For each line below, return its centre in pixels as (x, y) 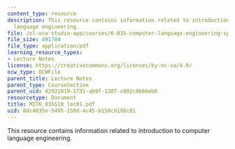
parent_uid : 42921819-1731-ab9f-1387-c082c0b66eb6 (83, 91)
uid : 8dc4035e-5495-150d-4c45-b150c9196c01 (72, 111)
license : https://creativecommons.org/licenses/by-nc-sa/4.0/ (100, 65)
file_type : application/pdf (48, 46)
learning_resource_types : (45, 53)
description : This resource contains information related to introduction (119, 20)
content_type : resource (42, 14)
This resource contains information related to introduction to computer (109, 130)
